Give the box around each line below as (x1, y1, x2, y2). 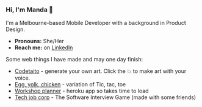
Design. (5, 26, 25, 33)
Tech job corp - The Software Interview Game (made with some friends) (14, 94, 197, 101)
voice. (14, 74, 31, 81)
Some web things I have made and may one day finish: (5, 56, 143, 63)
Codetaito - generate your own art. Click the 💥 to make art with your (14, 67, 187, 75)
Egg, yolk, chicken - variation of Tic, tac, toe (14, 81, 126, 88)
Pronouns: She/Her (14, 38, 65, 45)
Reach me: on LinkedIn (14, 44, 73, 51)
